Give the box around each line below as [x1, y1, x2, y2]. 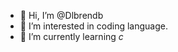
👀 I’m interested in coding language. [19, 20, 168, 32]
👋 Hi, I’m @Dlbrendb [19, 10, 104, 21]
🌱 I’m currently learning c [19, 31, 124, 42]
